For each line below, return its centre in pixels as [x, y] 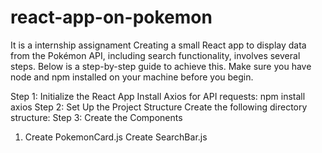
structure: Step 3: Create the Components [96, 117]
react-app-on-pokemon [111, 17]
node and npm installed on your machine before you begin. [132, 77]
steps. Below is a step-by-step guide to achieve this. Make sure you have [161, 66]
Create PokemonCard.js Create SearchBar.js [116, 137]
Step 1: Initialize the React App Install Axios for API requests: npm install [158, 96]
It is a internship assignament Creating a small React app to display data [158, 45]
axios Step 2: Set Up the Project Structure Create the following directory [159, 107]
